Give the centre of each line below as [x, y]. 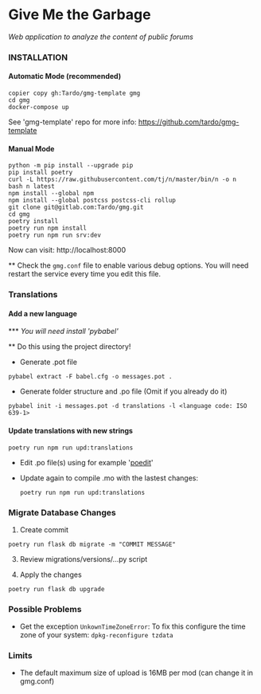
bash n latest [32, 186]
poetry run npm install [48, 229]
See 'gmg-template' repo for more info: [72, 122]
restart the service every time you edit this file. [85, 274]
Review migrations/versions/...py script [84, 559]
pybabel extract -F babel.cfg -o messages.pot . [90, 377]
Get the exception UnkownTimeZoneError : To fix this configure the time [132, 626]
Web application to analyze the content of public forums [101, 37]
